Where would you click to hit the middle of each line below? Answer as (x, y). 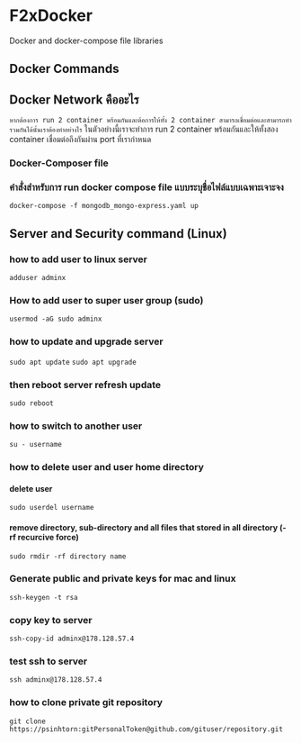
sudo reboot (31, 403)
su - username (36, 445)
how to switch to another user (76, 426)
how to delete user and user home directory (107, 467)
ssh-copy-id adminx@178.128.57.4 (72, 639)
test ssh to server (49, 661)
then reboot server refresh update (85, 385)
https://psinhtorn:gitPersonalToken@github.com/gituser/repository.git (146, 729)
